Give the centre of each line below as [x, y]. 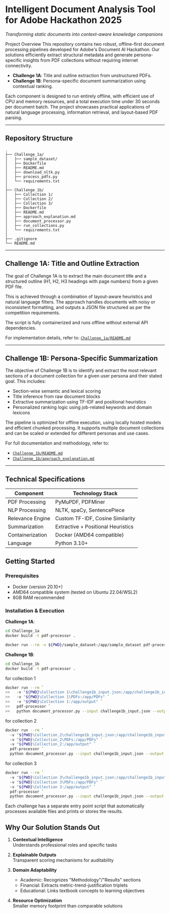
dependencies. [21, 328]
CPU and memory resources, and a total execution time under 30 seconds [83, 101]
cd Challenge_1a [22, 631]
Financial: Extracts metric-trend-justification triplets [74, 885]
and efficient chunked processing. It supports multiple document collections [85, 428]
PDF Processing [27, 502]
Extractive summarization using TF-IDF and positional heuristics [79, 402]
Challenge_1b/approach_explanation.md [53, 459]
